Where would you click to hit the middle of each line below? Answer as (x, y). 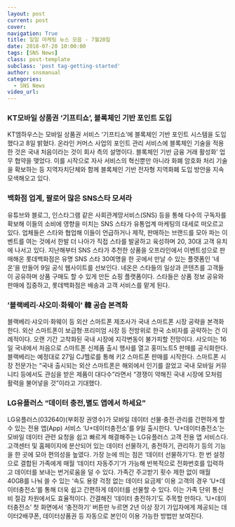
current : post (28, 20)
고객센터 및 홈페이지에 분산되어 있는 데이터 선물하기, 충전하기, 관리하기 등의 (110, 446)
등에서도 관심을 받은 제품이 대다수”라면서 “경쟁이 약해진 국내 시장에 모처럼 (121, 374)
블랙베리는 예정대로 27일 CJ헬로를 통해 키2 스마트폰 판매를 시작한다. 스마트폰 (113, 357)
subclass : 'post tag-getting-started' (64, 66)
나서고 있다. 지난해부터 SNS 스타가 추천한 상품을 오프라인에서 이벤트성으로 (116, 250)
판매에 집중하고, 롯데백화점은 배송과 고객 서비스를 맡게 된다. (89, 285)
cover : (17, 27)
